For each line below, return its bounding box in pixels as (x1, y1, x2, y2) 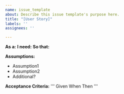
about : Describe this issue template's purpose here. (5, 12, 120, 17)
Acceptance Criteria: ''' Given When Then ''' (5, 83, 98, 90)
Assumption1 (12, 63, 39, 69)
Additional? (12, 74, 36, 80)
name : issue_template (5, 7, 50, 12)
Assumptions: (5, 53, 35, 60)
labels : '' (5, 21, 28, 26)
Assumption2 (12, 68, 40, 75)
